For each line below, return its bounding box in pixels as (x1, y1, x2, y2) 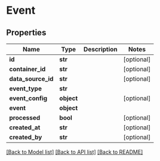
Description (83, 45, 118, 53)
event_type (9, 84, 42, 93)
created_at (9, 123, 41, 132)
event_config (9, 94, 48, 102)
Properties (6, 28, 47, 38)
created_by (9, 133, 42, 141)
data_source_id (9, 75, 54, 83)
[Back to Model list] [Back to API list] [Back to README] (6, 148, 143, 156)
